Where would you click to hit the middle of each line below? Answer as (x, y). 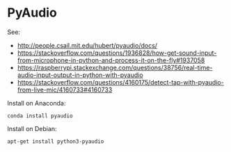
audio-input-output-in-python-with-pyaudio (80, 75)
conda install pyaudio (40, 116)
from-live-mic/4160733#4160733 (65, 90)
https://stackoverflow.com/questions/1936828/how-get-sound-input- (117, 53)
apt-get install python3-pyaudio (56, 141)
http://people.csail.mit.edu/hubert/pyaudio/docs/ (87, 45)
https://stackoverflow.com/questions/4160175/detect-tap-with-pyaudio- (120, 82)
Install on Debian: (32, 128)
